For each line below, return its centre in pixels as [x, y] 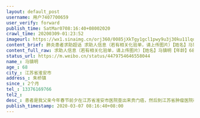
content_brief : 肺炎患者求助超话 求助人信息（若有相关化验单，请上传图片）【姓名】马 [100, 45]
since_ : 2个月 [23, 84]
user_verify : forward [33, 23]
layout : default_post [33, 12]
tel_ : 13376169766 [29, 89]
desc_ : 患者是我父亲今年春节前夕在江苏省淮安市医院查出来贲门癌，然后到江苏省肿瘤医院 [100, 100]
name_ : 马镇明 [22, 61]
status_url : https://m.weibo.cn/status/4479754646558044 [78, 56]
